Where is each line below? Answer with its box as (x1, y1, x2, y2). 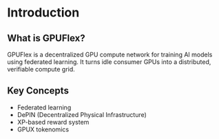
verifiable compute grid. (7, 65, 76, 73)
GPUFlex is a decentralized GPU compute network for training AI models (7, 50, 213, 58)
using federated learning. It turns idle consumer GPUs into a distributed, (7, 58, 211, 66)
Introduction (7, 5, 80, 21)
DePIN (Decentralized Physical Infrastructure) (17, 110, 147, 118)
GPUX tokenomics (17, 125, 70, 133)
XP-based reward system (17, 118, 90, 126)
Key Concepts (7, 85, 69, 97)
